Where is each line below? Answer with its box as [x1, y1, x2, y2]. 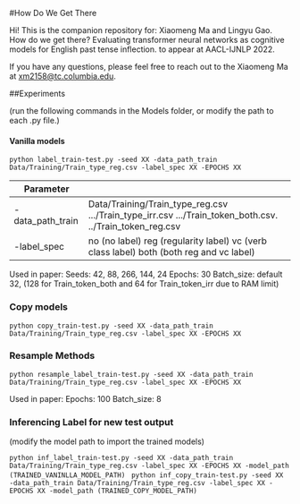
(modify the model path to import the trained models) [9, 436, 205, 447]
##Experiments [9, 89, 65, 98]
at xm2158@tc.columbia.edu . [9, 71, 116, 81]
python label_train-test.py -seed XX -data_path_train [9, 156, 218, 165]
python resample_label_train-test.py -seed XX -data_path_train [9, 370, 254, 379]
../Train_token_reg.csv [87, 220, 181, 233]
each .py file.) [9, 115, 60, 125]
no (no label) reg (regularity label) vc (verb [87, 235, 268, 247]
